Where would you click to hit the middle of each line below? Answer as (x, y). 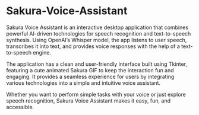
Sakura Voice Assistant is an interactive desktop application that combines (97, 27)
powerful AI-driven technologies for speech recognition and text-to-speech (99, 33)
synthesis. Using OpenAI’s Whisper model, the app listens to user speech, (97, 40)
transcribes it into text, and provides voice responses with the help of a (93, 46)
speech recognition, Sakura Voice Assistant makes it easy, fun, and (89, 100)
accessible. (20, 107)
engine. (42, 52)
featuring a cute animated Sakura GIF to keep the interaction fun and (90, 70)
